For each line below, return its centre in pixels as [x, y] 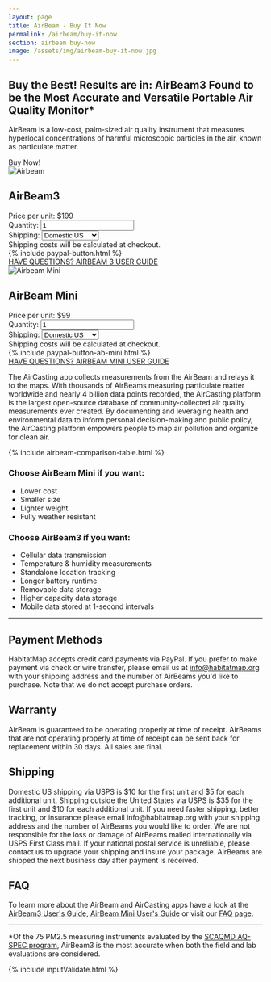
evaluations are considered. [54, 954]
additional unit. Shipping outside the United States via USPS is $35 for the [131, 800]
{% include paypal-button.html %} [65, 253]
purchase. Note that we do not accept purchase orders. [101, 684]
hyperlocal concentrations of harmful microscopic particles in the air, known [135, 138]
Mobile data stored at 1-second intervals [87, 606]
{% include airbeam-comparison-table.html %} [87, 452]
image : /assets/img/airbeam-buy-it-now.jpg [83, 51]
